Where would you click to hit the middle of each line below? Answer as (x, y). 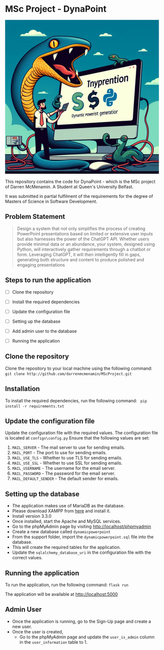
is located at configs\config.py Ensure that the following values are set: (77, 438)
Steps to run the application (48, 280)
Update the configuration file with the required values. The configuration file (82, 433)
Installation (22, 389)
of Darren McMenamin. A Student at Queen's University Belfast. (69, 187)
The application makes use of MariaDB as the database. (68, 506)
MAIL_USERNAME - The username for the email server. (64, 468)
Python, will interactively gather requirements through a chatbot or (84, 249)
